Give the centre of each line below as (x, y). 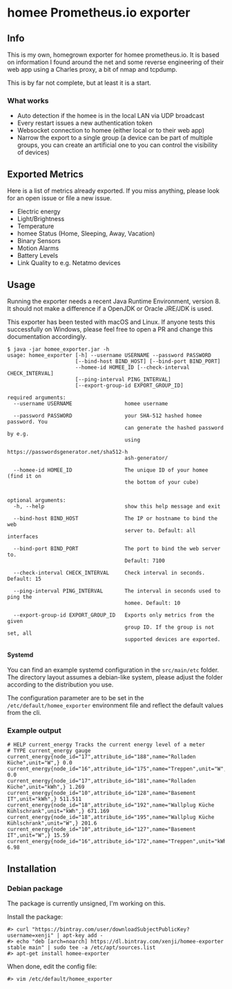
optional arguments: (37, 500)
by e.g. (18, 434)
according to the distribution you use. (60, 684)
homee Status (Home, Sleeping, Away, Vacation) (86, 233)
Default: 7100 (145, 561)
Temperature (36, 227)
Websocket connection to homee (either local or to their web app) (111, 131)
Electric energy (39, 211)
